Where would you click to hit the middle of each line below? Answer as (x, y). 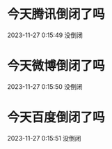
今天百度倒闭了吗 (56, 118)
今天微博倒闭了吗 (56, 66)
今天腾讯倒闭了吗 (56, 14)
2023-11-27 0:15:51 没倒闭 (44, 138)
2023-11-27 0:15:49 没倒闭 (45, 35)
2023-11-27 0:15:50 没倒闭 (45, 86)
